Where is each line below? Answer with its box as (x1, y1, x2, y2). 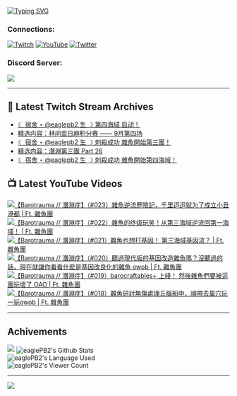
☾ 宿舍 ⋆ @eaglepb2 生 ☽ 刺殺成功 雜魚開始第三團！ (17, 138, 171, 146)
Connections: (7, 24, 55, 34)
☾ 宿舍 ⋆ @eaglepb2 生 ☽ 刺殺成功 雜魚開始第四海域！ (17, 156, 178, 164)
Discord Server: (7, 58, 63, 68)
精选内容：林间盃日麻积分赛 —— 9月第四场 (17, 129, 143, 138)
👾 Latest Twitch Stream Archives (7, 100, 154, 112)
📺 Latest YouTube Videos (7, 177, 123, 190)
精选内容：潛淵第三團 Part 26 (17, 147, 103, 156)
